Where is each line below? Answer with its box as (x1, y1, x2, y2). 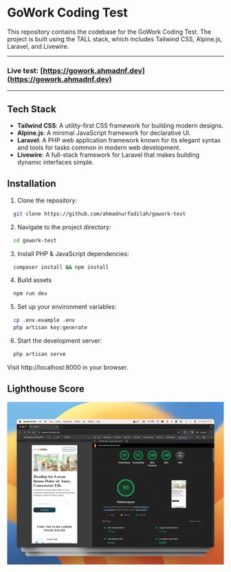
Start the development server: (16, 337, 102, 345)
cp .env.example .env (13, 317, 76, 324)
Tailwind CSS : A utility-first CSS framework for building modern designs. (16, 122, 224, 130)
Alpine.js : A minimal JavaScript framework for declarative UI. (16, 129, 191, 137)
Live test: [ (7, 65, 43, 75)
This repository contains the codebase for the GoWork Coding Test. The (7, 28, 212, 36)
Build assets (16, 276, 52, 284)
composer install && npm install (13, 264, 109, 271)
